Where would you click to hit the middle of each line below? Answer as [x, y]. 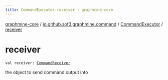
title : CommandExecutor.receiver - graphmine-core [59, 10]
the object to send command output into [47, 72]
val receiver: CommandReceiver [38, 63]
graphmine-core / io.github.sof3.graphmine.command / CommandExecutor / [84, 24]
